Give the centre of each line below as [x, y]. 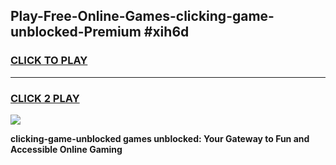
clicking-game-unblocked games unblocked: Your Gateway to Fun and [160, 138]
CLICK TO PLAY [49, 61]
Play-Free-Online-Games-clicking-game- [142, 16]
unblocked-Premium [76, 32]
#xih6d [166, 32]
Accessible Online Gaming [66, 149]
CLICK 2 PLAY [45, 98]
